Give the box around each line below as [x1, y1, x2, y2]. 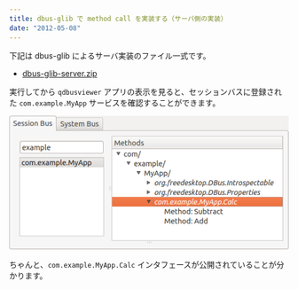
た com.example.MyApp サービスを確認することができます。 [9, 98, 221, 108]
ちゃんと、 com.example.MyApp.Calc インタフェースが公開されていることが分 [9, 260, 285, 270]
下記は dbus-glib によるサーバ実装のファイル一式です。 [9, 50, 211, 61]
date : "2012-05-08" [9, 23, 82, 33]
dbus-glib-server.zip [21, 67, 98, 79]
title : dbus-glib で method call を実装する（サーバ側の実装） [9, 14, 228, 23]
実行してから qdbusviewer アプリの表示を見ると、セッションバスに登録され [9, 86, 282, 97]
